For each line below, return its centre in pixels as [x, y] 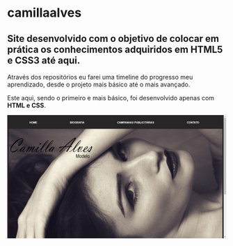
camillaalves [45, 13]
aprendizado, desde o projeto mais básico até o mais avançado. [99, 84]
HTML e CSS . [27, 105]
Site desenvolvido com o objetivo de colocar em [113, 39]
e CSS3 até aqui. [44, 60]
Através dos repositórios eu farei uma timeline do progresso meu [100, 77]
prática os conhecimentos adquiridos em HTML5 [115, 49]
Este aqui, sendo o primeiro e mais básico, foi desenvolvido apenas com [111, 98]
